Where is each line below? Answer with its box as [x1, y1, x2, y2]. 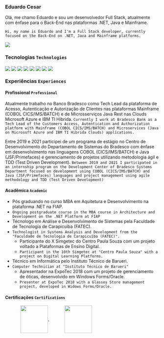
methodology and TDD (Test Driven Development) [5, 177, 104, 182]
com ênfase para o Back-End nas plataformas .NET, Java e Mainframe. [5, 20, 148, 25]
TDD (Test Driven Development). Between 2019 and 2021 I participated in [5, 159, 158, 165]
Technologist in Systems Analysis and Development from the [12, 230, 138, 235]
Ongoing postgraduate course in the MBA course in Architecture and [12, 210, 155, 215]
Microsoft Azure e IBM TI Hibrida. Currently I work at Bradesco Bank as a [5, 116, 157, 122]
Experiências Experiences [5, 77, 67, 84]
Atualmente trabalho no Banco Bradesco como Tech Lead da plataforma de [5, 100, 158, 106]
